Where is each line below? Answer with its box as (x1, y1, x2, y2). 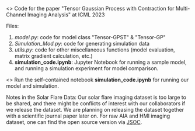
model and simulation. (6, 82, 60, 89)
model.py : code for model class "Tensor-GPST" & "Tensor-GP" (14, 34, 166, 40)
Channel (6, 11, 26, 18)
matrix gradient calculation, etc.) (14, 53, 93, 59)
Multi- (175, 5, 190, 12)
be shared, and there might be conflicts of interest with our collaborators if (6, 100, 186, 107)
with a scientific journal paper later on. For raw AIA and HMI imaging (6, 112, 170, 119)
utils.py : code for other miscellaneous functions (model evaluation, (14, 46, 175, 53)
